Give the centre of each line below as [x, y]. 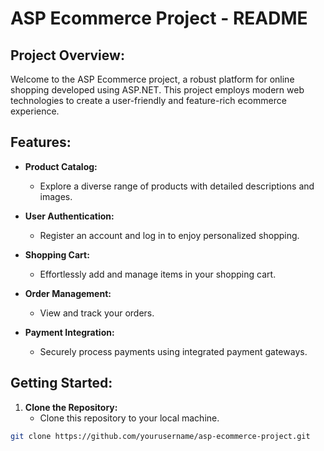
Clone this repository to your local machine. [129, 418]
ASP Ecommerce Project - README [159, 18]
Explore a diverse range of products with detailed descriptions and [177, 186]
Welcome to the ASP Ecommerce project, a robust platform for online [152, 79]
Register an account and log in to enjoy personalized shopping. [169, 235]
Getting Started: [61, 383]
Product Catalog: [61, 166]
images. [56, 196]
